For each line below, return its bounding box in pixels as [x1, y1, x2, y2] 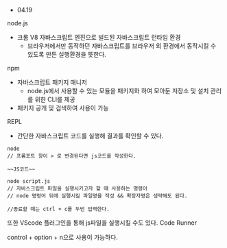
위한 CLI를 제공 [34, 95, 75, 103]
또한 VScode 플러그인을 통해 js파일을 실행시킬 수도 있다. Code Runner [7, 219, 198, 227]
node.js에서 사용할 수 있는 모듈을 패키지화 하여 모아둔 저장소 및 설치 [27, 87, 209, 95]
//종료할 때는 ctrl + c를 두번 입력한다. [7, 206, 110, 212]
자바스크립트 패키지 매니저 [16, 78, 88, 86]
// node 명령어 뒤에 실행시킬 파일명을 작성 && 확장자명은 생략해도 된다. [7, 193, 188, 199]
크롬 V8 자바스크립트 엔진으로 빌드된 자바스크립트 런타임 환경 [16, 34, 181, 41]
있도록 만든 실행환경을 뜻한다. [27, 51, 106, 58]
